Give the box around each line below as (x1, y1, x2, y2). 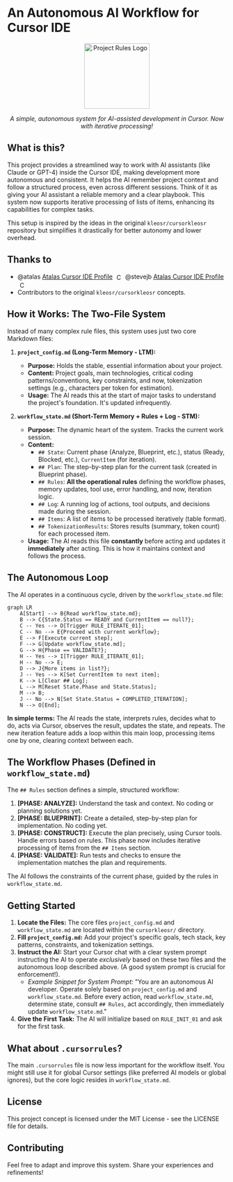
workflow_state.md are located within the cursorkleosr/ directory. (17, 926, 206, 934)
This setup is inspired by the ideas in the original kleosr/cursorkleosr (7, 219, 207, 227)
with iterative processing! (81, 121, 153, 130)
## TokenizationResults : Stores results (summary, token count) (38, 522, 220, 530)
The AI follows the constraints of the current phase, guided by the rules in (7, 872, 218, 880)
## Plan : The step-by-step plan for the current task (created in (38, 462, 218, 471)
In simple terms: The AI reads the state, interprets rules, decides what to (7, 714, 216, 722)
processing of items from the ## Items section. (17, 843, 152, 852)
